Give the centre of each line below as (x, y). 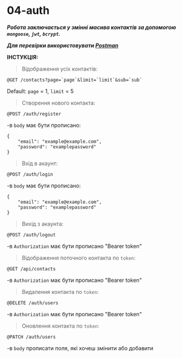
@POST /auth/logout (31, 235)
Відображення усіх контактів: (60, 69)
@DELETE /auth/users (33, 303)
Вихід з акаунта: (43, 224)
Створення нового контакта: (58, 103)
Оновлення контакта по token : (60, 326)
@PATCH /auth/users (31, 337)
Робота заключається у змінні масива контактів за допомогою (92, 27)
